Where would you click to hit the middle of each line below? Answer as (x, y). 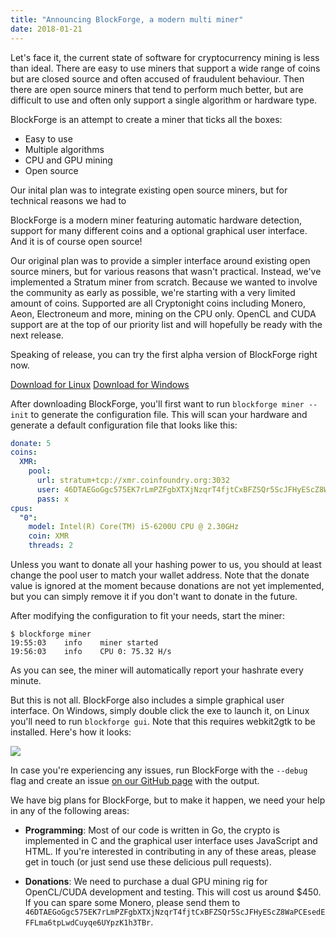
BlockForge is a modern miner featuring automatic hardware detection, (156, 220)
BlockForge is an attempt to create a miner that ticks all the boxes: (146, 119)
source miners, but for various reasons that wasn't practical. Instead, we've (166, 271)
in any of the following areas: (70, 810)
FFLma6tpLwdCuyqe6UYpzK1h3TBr (88, 923)
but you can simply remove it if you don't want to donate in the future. (154, 596)
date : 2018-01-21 (46, 29)
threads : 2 (51, 546)
